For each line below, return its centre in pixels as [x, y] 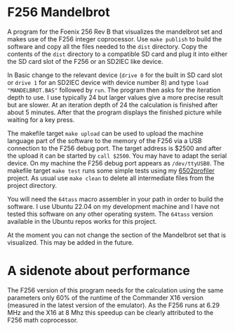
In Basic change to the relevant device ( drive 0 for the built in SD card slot [115, 75]
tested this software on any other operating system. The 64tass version [110, 214]
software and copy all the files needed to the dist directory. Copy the [108, 46]
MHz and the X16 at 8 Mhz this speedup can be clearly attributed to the [110, 312]
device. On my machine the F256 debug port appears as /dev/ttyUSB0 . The [116, 163]
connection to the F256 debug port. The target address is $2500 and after [115, 148]
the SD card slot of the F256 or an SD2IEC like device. [85, 61]
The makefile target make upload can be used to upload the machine [105, 133]
